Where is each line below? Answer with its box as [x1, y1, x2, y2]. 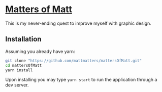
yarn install [5, 67, 33, 73]
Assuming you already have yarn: [5, 48, 75, 54]
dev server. [5, 82, 29, 88]
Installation [5, 35, 42, 43]
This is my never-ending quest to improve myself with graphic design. [5, 20, 151, 26]
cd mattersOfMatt [5, 63, 42, 68]
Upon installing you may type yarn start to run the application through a [5, 77, 157, 83]
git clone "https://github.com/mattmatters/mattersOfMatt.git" [5, 58, 142, 63]
